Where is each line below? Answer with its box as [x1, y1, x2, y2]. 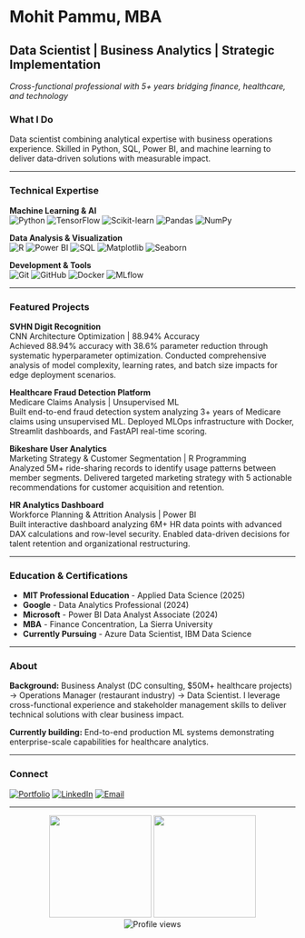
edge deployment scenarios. [9, 369, 116, 380]
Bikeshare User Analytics [9, 443, 107, 454]
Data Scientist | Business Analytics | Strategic [9, 43, 275, 58]
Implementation [9, 56, 102, 72]
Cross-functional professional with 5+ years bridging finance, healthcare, [9, 81, 286, 92]
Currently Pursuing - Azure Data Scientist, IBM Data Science [22, 629, 252, 640]
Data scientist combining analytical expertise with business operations [9, 134, 273, 145]
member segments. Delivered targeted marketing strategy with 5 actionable [9, 472, 292, 483]
